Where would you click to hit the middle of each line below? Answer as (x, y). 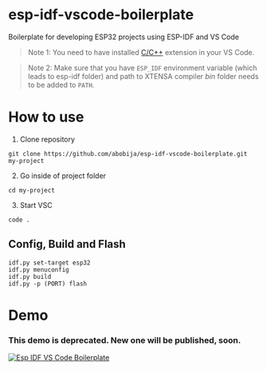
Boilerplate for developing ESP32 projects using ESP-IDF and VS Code (124, 37)
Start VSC (36, 205)
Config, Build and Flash (67, 244)
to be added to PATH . (61, 85)
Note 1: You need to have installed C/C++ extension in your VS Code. (141, 52)
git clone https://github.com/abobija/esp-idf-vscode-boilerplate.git (128, 153)
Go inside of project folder (63, 175)
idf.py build (30, 277)
